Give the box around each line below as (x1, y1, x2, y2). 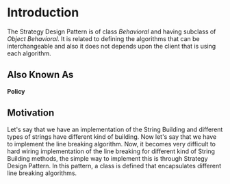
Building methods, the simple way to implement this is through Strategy (7, 154, 208, 162)
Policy (7, 87, 25, 95)
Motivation (7, 107, 55, 119)
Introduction (7, 5, 79, 21)
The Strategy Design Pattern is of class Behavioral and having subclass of (7, 27, 216, 36)
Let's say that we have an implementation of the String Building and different (7, 125, 223, 133)
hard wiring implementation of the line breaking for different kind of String (7, 147, 216, 155)
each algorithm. (7, 49, 51, 57)
